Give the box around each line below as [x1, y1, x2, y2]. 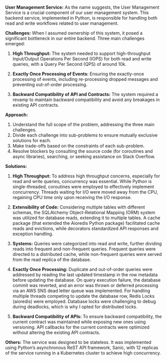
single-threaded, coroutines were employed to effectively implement [12, 184, 154, 190]
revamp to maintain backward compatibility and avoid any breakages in [12, 97, 160, 103]
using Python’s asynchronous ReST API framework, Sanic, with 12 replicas [5, 344, 159, 350]
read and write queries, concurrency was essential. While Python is [12, 178, 152, 184]
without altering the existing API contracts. [12, 329, 100, 335]
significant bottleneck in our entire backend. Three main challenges [5, 35, 144, 41]
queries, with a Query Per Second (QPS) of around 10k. [12, 61, 127, 67]
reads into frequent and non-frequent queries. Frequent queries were [12, 246, 156, 252]
